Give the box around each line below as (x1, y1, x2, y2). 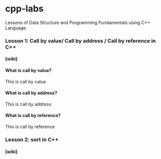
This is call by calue (5, 78, 46, 84)
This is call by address (5, 101, 52, 107)
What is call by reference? (5, 112, 61, 118)
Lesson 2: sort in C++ (5, 136, 59, 143)
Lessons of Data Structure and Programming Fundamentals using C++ (5, 19, 150, 25)
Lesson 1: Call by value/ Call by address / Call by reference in (5, 37, 156, 44)
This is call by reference (5, 123, 55, 130)
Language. (5, 24, 28, 30)
